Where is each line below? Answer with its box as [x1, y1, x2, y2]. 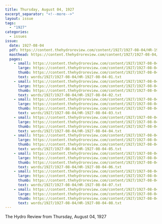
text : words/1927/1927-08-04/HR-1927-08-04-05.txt [17, 147, 122, 151]
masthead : [9, 52, 29, 57]
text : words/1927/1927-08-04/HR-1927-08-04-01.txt [17, 75, 122, 79]
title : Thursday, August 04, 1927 [5, 7, 75, 12]
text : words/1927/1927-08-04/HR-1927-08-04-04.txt [17, 129, 122, 134]
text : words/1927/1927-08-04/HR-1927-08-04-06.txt [17, 164, 122, 169]
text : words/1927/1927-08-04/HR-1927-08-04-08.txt [17, 200, 122, 206]
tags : [5, 20, 16, 26]
